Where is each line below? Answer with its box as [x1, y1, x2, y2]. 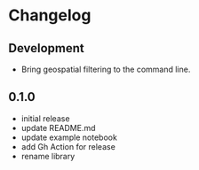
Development [8, 41, 85, 56]
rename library [20, 151, 76, 161]
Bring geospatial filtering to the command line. [20, 64, 191, 74]
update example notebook [20, 132, 117, 143]
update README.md [20, 122, 96, 133]
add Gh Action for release [20, 141, 116, 151]
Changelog [8, 5, 92, 26]
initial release [20, 112, 70, 124]
